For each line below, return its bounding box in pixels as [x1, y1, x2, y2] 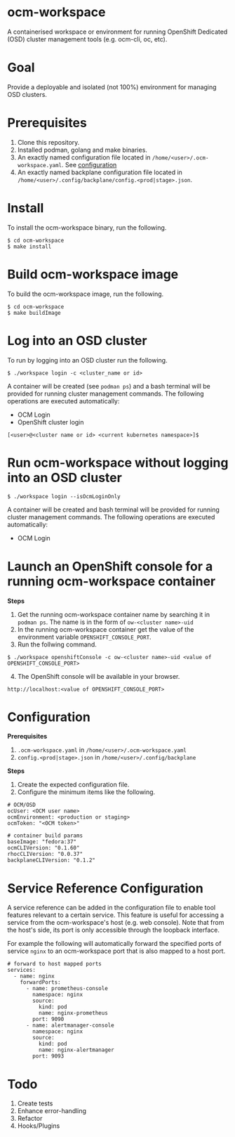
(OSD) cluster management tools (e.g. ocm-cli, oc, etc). [7, 34, 168, 43]
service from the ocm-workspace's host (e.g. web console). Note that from [7, 918, 224, 927]
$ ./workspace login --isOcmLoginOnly [7, 493, 121, 500]
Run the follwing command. [17, 640, 97, 649]
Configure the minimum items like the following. [17, 788, 156, 796]
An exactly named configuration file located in [17, 152, 151, 162]
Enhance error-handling [17, 1107, 86, 1115]
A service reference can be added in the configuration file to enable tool [7, 904, 216, 912]
